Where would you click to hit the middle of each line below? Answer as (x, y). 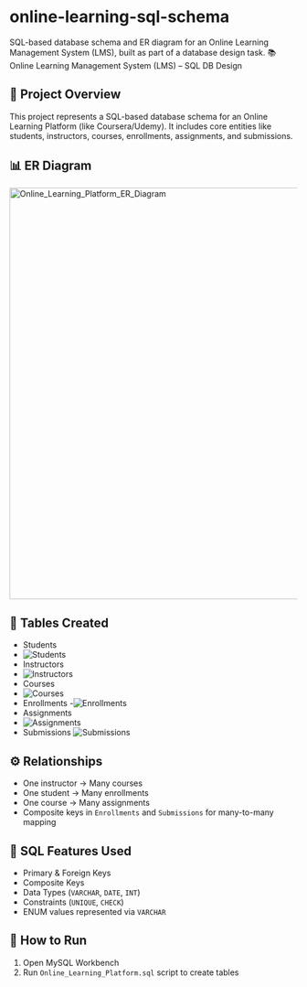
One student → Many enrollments (85, 793)
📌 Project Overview (65, 95)
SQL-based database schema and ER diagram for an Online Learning (139, 42)
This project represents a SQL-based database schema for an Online (138, 116)
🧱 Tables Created (59, 622)
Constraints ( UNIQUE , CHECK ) (74, 902)
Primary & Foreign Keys (67, 873)
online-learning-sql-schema (120, 17)
